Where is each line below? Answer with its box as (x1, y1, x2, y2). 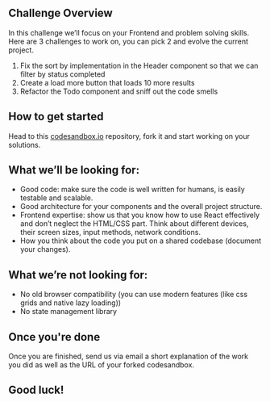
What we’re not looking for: (8, 268, 148, 282)
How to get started (8, 110, 104, 124)
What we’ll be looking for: (8, 163, 139, 177)
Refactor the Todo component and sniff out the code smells (19, 86, 218, 96)
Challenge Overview (8, 6, 113, 20)
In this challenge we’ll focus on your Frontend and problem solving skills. (8, 27, 250, 37)
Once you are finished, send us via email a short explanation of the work (8, 351, 249, 362)
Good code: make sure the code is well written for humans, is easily (19, 185, 246, 195)
